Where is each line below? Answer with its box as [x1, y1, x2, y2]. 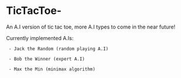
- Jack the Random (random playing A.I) [8, 45, 109, 52]
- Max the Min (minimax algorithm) [8, 66, 95, 72]
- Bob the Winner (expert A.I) [8, 56, 85, 62]
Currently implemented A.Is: [6, 34, 74, 41]
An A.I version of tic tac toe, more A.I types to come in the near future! [6, 23, 176, 30]
